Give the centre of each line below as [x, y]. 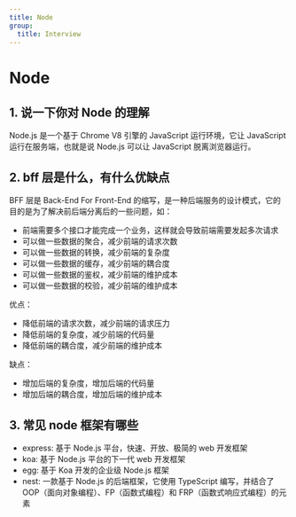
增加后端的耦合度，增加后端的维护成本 [92, 395]
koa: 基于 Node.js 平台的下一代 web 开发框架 [104, 459]
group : [21, 26]
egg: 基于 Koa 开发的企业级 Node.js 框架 [96, 470]
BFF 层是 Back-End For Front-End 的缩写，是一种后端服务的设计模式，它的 [145, 200]
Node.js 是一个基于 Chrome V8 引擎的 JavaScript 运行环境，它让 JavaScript [148, 136]
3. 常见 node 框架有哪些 [74, 425]
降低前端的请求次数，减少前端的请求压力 [96, 324]
